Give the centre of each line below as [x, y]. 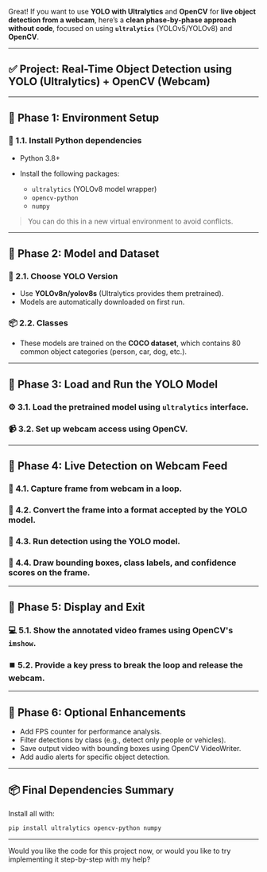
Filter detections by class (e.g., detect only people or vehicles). [123, 740]
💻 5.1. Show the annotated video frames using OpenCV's [121, 630]
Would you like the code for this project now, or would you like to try [120, 851]
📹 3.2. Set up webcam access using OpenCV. [98, 429]
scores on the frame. [49, 573]
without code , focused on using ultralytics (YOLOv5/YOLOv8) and [120, 28]
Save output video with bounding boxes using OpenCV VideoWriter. [130, 748]
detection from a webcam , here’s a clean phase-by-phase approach [122, 20]
